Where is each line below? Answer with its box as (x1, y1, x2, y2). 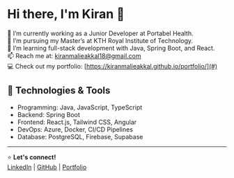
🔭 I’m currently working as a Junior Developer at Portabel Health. (7, 29, 194, 37)
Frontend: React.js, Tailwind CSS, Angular (17, 118, 137, 126)
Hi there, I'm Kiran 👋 (7, 6, 125, 22)
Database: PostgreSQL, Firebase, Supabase (17, 132, 143, 141)
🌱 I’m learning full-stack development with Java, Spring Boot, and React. (7, 44, 215, 52)
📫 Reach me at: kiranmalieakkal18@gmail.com (7, 51, 141, 60)
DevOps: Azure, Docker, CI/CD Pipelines (17, 125, 134, 134)
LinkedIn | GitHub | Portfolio (7, 163, 87, 171)
